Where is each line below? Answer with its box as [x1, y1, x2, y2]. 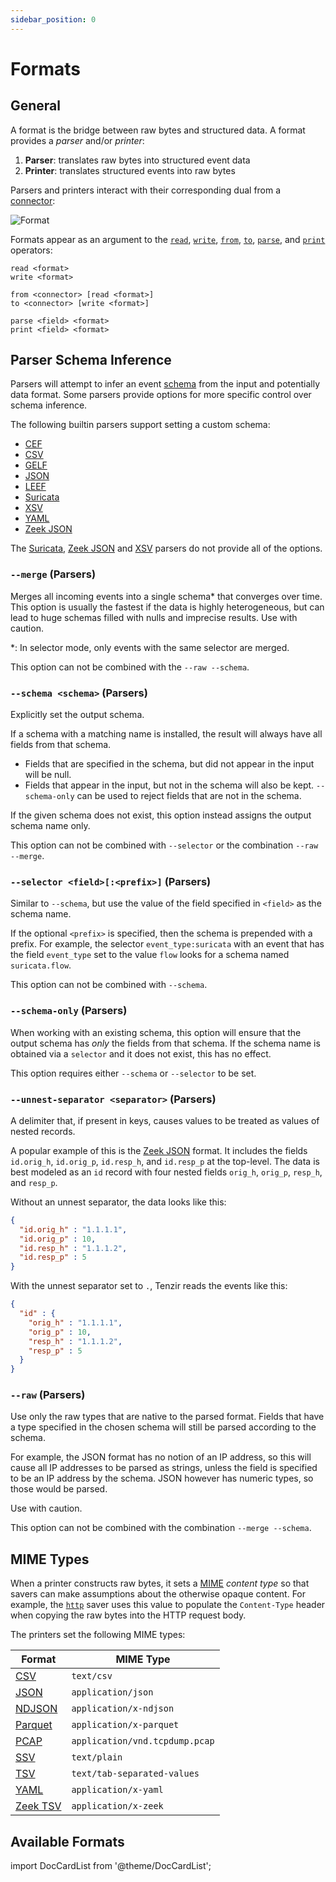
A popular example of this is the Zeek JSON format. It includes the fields [10, 1144, 308, 1156]
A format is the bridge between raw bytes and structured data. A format [10, 124, 306, 136]
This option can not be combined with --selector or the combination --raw [10, 839, 319, 851]
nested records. [10, 1125, 76, 1137]
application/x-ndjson [71, 1703, 175, 1715]
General [10, 97, 62, 115]
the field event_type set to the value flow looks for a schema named [10, 949, 290, 961]
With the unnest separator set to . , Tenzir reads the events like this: [10, 1280, 288, 1292]
